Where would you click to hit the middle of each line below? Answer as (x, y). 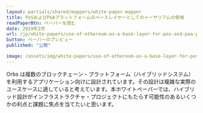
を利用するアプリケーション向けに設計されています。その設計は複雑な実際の (101, 81)
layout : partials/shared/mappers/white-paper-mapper (74, 12)
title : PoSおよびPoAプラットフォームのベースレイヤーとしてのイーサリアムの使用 (95, 17)
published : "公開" (28, 46)
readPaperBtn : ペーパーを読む (41, 23)
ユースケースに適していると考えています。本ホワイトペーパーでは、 (90, 89)
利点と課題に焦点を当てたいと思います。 (67, 104)
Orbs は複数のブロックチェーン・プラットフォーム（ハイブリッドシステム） (100, 74)
